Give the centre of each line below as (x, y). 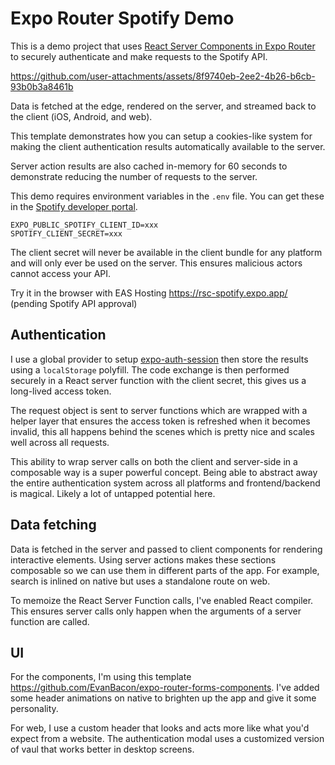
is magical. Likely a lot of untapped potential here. (113, 493)
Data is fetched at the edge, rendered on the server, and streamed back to (163, 106)
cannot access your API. (61, 273)
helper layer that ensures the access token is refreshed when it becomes (160, 421)
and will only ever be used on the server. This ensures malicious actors (156, 263)
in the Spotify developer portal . (74, 206)
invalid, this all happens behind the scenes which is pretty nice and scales (162, 431)
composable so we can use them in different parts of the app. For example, (165, 570)
